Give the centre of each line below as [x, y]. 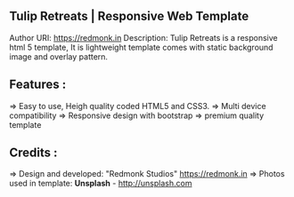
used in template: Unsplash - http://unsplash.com [101, 184]
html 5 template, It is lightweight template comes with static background [141, 47]
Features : [38, 85]
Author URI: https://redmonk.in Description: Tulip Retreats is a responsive [143, 37]
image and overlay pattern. [59, 56]
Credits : [33, 153]
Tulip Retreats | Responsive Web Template [129, 16]
